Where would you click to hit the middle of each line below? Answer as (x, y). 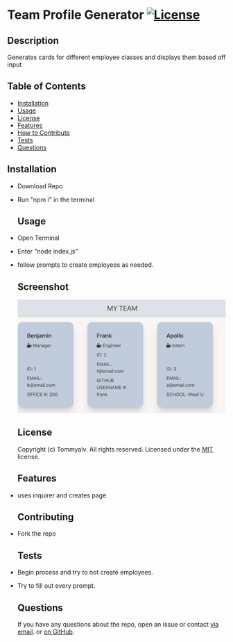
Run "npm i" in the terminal (56, 199)
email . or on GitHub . (46, 632)
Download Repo (40, 186)
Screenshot (43, 287)
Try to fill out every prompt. (56, 586)
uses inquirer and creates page (62, 495)
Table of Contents (47, 87)
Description (33, 41)
